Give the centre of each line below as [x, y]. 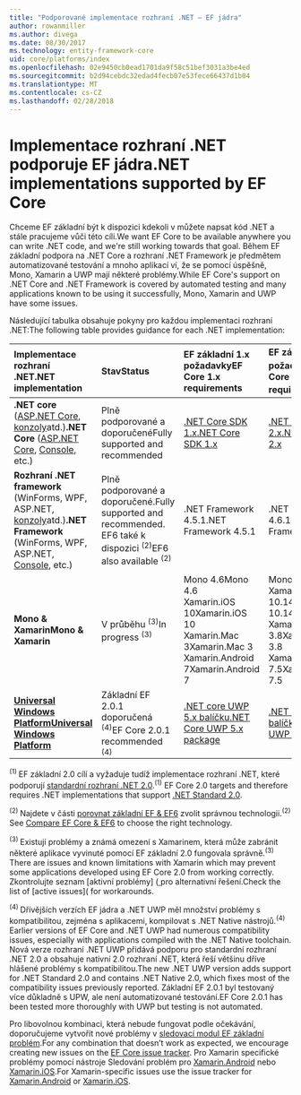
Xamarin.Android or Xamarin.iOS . [70, 1081]
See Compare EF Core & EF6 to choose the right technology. [121, 823]
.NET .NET [34, 376]
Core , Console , [45, 449]
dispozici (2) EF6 [135, 547]
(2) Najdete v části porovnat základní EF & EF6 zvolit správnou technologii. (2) [150, 813]
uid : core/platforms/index [60, 59]
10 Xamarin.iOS [215, 613]
